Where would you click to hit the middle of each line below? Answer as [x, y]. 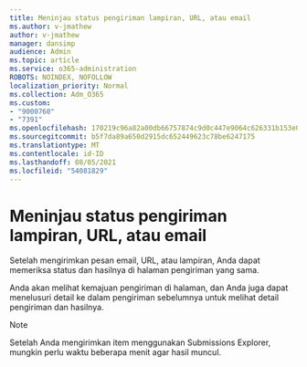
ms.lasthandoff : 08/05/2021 [63, 162]
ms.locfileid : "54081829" [58, 171]
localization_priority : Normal [69, 86]
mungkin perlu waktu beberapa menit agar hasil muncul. [116, 352]
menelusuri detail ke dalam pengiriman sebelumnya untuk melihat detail [144, 298]
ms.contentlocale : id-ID [57, 153]
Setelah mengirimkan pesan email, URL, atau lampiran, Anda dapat [135, 260]
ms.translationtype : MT [55, 145]
